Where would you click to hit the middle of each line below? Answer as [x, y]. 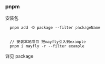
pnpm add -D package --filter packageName [55, 28]
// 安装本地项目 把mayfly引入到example [48, 42]
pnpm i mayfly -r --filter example [47, 46]
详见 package [19, 56]
